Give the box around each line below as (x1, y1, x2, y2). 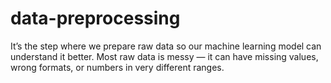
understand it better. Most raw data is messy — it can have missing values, (10, 50, 319, 62)
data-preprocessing (10, 7, 181, 30)
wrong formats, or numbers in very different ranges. (10, 61, 225, 73)
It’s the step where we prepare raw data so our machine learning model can (10, 40, 322, 52)
